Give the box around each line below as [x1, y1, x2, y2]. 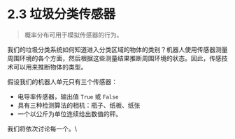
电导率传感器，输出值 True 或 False [17, 92, 119, 101]
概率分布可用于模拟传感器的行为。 [24, 31, 123, 39]
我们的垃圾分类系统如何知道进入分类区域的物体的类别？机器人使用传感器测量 [7, 45, 228, 54]
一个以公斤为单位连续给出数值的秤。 [17, 109, 122, 118]
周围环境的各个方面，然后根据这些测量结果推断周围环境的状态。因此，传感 [7, 54, 222, 63]
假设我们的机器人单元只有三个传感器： [7, 77, 117, 85]
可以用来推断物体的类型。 [13, 63, 87, 71]
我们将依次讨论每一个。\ [7, 124, 78, 133]
